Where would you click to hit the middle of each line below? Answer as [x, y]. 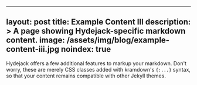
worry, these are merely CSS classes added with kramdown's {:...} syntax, [98, 69]
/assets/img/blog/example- [118, 40]
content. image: [36, 40]
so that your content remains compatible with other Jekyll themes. [86, 76]
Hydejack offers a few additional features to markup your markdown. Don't [96, 63]
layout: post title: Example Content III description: [98, 22]
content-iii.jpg [33, 49]
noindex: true [86, 49]
